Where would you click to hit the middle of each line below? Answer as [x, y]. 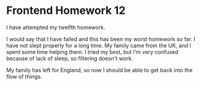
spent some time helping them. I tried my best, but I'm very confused [92, 51]
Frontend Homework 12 [66, 11]
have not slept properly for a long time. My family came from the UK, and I [99, 45]
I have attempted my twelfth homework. [56, 27]
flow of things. [24, 76]
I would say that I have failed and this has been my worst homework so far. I [101, 39]
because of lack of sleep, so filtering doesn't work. [70, 58]
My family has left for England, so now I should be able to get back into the [99, 70]
